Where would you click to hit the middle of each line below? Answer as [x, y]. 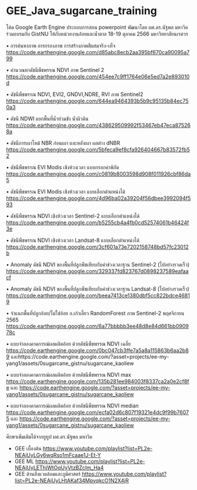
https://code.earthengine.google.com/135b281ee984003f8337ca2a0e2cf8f [98, 381]
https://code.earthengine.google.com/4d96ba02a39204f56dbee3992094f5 [98, 198]
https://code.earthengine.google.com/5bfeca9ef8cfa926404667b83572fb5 [98, 149]
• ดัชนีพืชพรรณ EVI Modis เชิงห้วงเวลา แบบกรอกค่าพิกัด [63, 167]
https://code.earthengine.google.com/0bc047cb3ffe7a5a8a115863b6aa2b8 [98, 350]
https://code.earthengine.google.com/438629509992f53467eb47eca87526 [98, 125]
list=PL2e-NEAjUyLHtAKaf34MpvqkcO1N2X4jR [72, 480]
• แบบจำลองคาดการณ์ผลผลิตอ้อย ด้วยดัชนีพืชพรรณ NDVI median [73, 406]
